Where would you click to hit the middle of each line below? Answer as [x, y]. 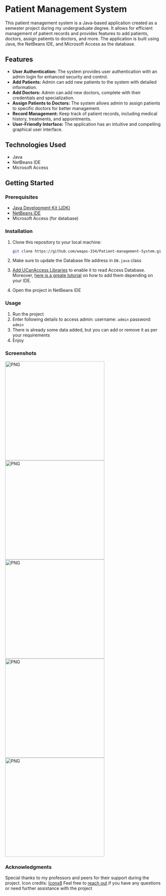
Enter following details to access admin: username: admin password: [82, 319]
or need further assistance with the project [49, 889]
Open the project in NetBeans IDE [47, 290]
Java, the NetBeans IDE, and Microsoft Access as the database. [70, 44]
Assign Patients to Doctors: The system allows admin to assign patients [86, 103]
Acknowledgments [28, 867]
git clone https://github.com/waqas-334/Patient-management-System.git [88, 251]
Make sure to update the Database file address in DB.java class [77, 261]
